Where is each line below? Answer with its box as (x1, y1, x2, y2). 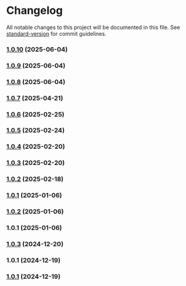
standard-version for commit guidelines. (6, 30, 107, 37)
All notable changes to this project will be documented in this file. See (6, 24, 181, 31)
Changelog (6, 4, 63, 18)
